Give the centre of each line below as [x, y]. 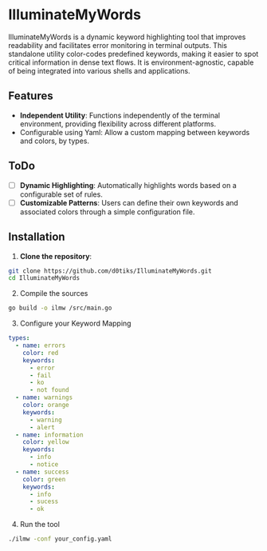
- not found [49, 390]
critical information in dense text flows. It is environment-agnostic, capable [131, 62]
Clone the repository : [56, 256]
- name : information [49, 435]
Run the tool [39, 525]
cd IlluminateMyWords [44, 278]
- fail [40, 375]
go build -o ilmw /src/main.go [60, 308]
